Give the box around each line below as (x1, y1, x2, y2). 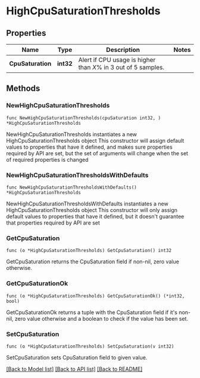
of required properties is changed (6, 156, 89, 163)
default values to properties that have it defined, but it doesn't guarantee (6, 213, 185, 220)
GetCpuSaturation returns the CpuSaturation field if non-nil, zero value (6, 258, 180, 265)
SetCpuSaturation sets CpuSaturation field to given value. (6, 354, 148, 361)
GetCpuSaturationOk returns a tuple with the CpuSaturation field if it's (6, 309, 177, 316)
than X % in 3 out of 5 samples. (78, 63, 165, 71)
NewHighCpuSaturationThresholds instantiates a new (6, 130, 137, 138)
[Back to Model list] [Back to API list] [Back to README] (6, 365, 143, 373)
